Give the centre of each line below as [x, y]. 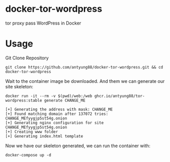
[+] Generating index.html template [44, 136]
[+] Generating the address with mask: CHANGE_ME [59, 109]
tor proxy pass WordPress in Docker [43, 23]
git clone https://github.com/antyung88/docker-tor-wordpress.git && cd [84, 67]
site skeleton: [19, 86]
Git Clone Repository [27, 58]
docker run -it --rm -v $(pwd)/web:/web [49, 96]
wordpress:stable [24, 100]
